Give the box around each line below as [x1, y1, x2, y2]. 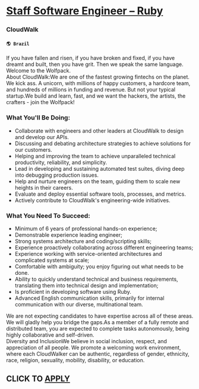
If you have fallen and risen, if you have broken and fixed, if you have [6, 55, 175, 62]
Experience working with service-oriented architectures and [14, 250, 162, 257]
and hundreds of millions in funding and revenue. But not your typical [6, 86, 176, 93]
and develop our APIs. [14, 133, 70, 140]
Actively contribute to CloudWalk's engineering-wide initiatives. [14, 196, 170, 203]
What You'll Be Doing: [6, 114, 70, 122]
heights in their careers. [14, 184, 73, 191]
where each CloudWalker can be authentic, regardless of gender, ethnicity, [6, 350, 189, 357]
